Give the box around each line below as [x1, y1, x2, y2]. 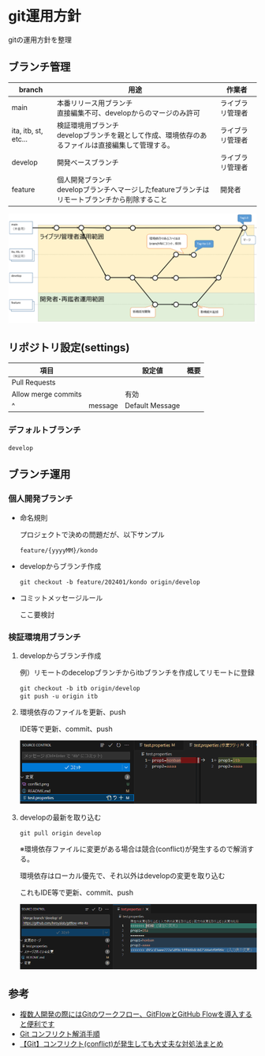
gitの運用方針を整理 [8, 35, 73, 44]
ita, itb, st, [11, 126, 43, 135]
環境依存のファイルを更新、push [19, 707, 126, 717]
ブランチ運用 [8, 467, 71, 481]
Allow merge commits [11, 389, 82, 399]
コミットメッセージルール [19, 592, 103, 602]
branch [18, 85, 43, 94]
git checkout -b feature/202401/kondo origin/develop [19, 578, 200, 586]
